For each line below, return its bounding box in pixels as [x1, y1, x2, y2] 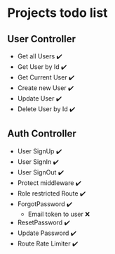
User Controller [7, 33, 76, 45]
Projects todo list [7, 5, 108, 21]
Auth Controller [7, 128, 77, 140]
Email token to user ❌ [27, 210, 90, 218]
